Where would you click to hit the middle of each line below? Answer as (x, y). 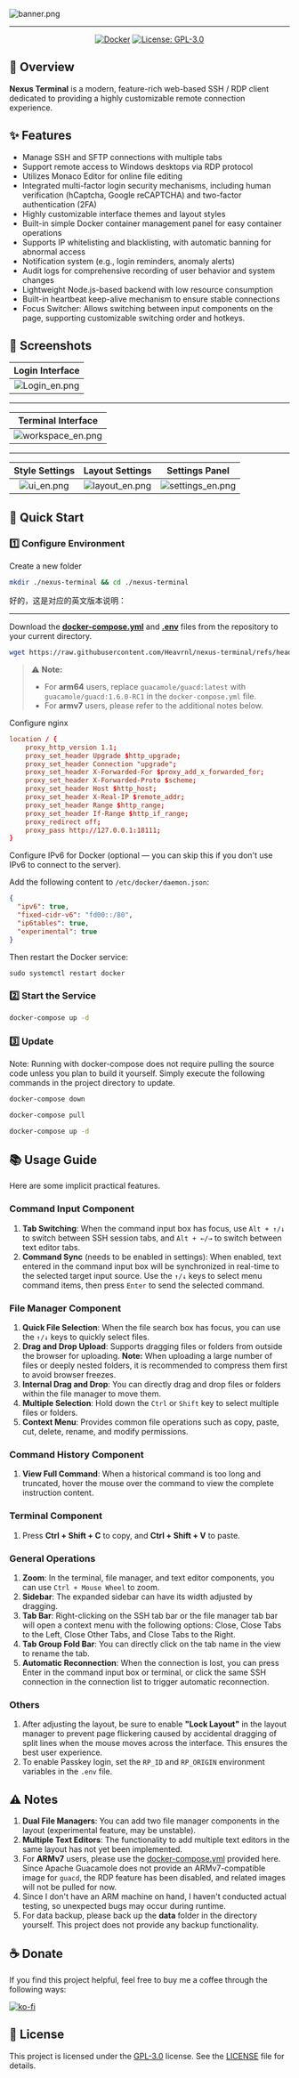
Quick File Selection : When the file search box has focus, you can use (151, 1327)
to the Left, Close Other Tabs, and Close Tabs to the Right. (129, 1634)
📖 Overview (42, 67)
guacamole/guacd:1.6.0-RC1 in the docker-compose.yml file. (150, 696)
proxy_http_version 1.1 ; (71, 748)
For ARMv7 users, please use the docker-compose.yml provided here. (151, 1859)
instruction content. (58, 1493)
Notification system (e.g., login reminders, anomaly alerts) (129, 261)
